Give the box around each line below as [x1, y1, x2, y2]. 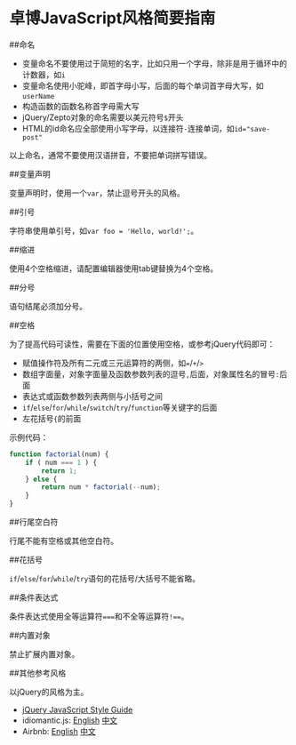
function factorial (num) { [9, 450, 109, 459]
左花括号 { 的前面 [21, 413, 82, 423]
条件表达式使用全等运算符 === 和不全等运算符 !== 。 [9, 611, 189, 622]
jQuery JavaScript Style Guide [21, 704, 133, 716]
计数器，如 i [21, 68, 66, 80]
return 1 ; [41, 466, 77, 476]
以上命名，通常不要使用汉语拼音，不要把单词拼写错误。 [9, 149, 212, 160]
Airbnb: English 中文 [21, 726, 96, 737]
